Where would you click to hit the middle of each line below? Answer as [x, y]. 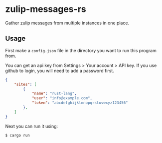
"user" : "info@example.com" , [62, 98]
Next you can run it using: [32, 126]
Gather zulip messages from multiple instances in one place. [67, 23]
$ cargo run [17, 135]
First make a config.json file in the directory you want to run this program [81, 50]
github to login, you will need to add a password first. [60, 71]
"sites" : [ [25, 84]
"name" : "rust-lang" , [54, 94]
